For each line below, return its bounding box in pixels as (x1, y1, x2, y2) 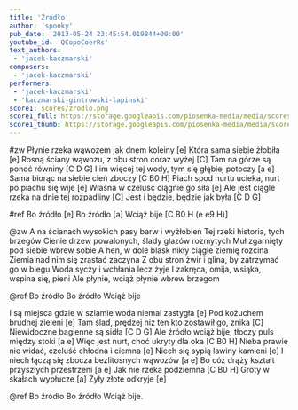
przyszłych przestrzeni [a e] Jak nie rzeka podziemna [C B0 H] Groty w (9, 365, 271, 375)
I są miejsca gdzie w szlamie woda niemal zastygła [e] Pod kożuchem (9, 308, 263, 318)
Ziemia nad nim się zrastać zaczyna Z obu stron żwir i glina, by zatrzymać (9, 255, 279, 264)
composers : (9, 63, 50, 72)
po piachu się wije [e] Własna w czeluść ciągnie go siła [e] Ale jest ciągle (9, 183, 276, 193)
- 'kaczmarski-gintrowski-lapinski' (12, 95, 149, 105)
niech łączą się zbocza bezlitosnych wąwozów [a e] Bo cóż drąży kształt (9, 355, 275, 365)
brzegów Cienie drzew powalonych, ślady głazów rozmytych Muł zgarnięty (9, 236, 284, 246)
